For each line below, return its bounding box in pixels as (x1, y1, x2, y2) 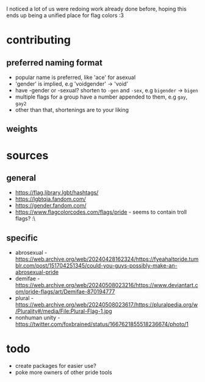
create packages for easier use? (15, 362, 96, 370)
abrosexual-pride (15, 269, 59, 276)
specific (6, 233, 38, 243)
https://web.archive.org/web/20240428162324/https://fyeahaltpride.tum (15, 255, 199, 263)
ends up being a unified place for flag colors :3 (6, 12, 124, 19)
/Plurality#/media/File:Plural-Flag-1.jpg (15, 307, 112, 315)
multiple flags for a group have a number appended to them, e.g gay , (15, 93, 188, 100)
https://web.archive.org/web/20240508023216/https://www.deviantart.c (15, 282, 198, 289)
